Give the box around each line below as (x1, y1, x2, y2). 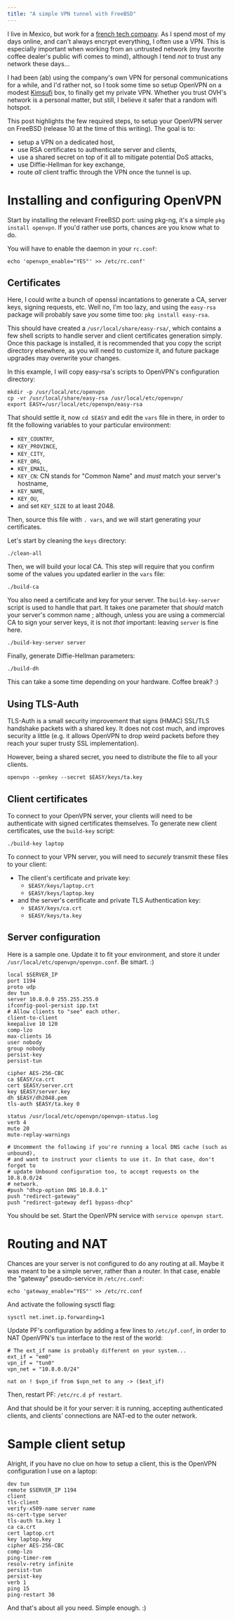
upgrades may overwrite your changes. (7, 354, 121, 362)
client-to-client (7, 1014, 58, 1021)
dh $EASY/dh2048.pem (7, 1094, 68, 1101)
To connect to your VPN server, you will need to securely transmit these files (7, 853, 229, 861)
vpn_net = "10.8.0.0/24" (7, 1366, 80, 1373)
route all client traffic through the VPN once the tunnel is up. (17, 167, 192, 176)
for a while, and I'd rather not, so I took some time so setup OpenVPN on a (7, 80, 222, 89)
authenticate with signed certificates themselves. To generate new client (7, 819, 217, 827)
